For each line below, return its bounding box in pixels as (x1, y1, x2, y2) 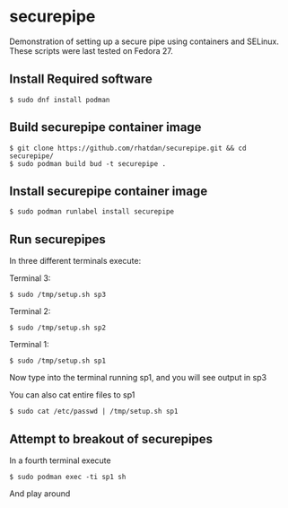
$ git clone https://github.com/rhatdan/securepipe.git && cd (9, 144, 247, 153)
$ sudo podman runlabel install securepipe (9, 207, 175, 216)
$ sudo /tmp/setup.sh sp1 (9, 356, 106, 365)
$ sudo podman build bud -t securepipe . (9, 159, 167, 168)
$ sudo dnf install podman (9, 95, 110, 104)
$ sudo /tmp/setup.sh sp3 (9, 290, 106, 300)
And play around (9, 488, 71, 499)
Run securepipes (9, 232, 106, 247)
